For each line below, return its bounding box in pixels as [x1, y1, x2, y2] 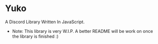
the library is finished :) [12, 33, 59, 39]
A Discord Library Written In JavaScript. [5, 19, 85, 25]
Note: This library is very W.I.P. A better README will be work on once [12, 28, 153, 34]
